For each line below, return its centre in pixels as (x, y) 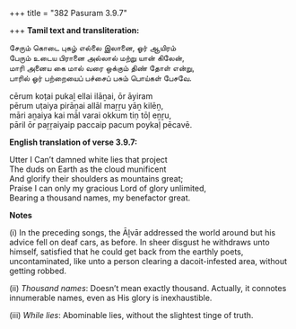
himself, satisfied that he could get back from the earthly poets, (126, 252)
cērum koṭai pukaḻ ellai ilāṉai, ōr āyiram (81, 96)
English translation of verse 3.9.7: (74, 142)
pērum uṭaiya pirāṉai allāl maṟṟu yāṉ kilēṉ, (87, 106)
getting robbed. (38, 271)
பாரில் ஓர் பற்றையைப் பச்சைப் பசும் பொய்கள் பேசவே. (101, 78)
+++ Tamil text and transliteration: (74, 30)
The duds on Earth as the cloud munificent (88, 169)
